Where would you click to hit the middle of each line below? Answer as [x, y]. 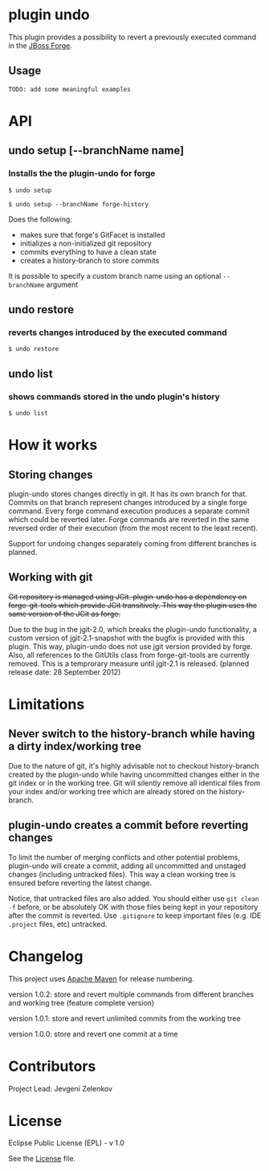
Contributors [52, 1066]
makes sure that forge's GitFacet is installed [92, 235]
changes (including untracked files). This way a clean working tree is [122, 874]
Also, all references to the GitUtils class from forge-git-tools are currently [129, 655]
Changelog [46, 956]
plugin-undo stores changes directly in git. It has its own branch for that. [128, 494]
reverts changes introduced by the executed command [118, 333]
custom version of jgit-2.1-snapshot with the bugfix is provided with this [126, 638]
